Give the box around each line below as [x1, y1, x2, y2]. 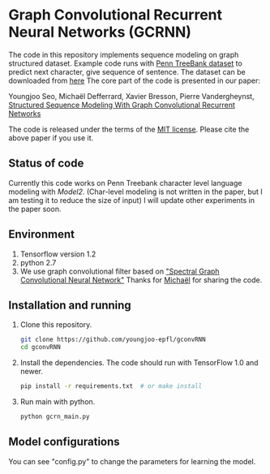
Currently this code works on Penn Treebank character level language [8, 178, 242, 187]
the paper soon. [8, 204, 62, 213]
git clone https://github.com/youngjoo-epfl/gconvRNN [19, 335, 206, 344]
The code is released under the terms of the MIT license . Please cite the [8, 124, 250, 134]
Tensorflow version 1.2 [19, 249, 96, 259]
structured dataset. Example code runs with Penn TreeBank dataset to [8, 58, 243, 68]
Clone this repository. [19, 320, 92, 330]
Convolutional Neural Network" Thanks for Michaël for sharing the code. [19, 274, 263, 285]
